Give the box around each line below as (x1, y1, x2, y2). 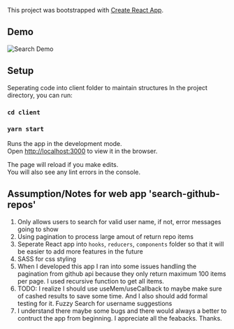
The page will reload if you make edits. (7, 160, 119, 168)
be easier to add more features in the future (17, 247, 143, 256)
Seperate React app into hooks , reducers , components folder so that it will (17, 240, 224, 248)
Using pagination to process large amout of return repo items (17, 232, 194, 240)
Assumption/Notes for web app (7, 188, 147, 200)
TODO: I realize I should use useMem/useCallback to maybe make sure (17, 284, 222, 293)
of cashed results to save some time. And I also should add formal (17, 291, 208, 300)
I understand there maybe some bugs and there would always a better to (17, 307, 227, 315)
